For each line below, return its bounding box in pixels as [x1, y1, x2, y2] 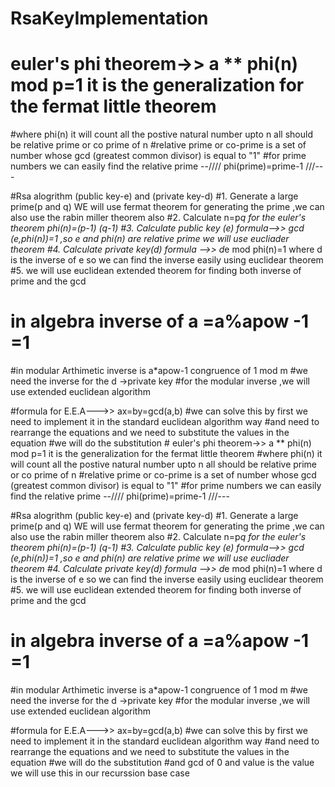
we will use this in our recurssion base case [10, 767, 190, 779]
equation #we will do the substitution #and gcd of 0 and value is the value [10, 757, 315, 768]
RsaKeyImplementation [10, 7, 209, 30]
